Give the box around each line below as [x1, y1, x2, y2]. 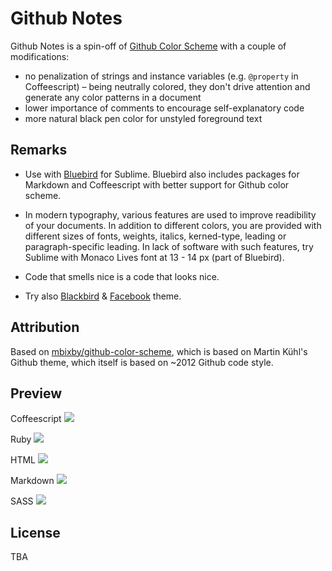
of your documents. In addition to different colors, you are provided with [24, 219, 322, 231]
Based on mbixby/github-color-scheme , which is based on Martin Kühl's [10, 345, 308, 357]
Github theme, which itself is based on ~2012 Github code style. [10, 356, 274, 368]
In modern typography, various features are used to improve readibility [24, 208, 317, 221]
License [10, 524, 61, 541]
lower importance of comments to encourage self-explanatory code [24, 102, 305, 114]
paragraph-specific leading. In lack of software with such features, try [24, 240, 314, 252]
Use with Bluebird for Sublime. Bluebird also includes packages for [24, 168, 300, 180]
